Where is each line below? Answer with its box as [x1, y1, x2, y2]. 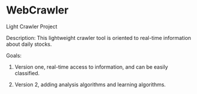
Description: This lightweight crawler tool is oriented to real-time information [6, 34, 191, 41]
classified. [14, 69, 40, 76]
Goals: [6, 52, 22, 59]
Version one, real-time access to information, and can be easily [14, 63, 169, 70]
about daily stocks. [6, 41, 52, 48]
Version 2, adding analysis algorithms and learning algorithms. [14, 80, 166, 88]
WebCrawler [6, 4, 69, 17]
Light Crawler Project [6, 23, 58, 30]
